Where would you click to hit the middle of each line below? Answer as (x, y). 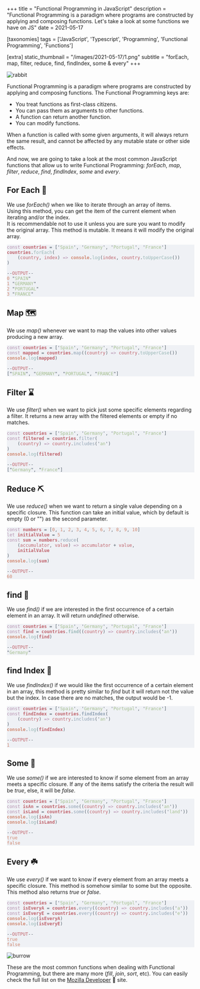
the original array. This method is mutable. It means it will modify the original (100, 230)
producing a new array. (35, 336)
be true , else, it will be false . (41, 790)
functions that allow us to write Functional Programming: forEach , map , (94, 165)
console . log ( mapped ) (32, 358)
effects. (16, 147)
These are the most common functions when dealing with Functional (91, 967)
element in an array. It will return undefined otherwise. (73, 616)
